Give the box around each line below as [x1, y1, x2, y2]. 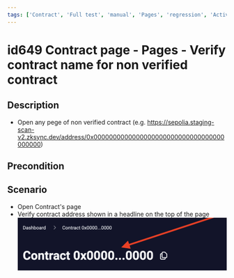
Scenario [7, 184, 47, 196]
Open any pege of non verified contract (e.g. [17, 118, 146, 126]
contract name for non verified [7, 56, 188, 72]
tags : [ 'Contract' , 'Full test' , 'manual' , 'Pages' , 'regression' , [7, 11, 208, 18]
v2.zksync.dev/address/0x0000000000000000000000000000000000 [17, 132, 225, 141]
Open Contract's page [17, 202, 81, 210]
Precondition [7, 160, 65, 172]
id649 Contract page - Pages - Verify [7, 42, 226, 58]
